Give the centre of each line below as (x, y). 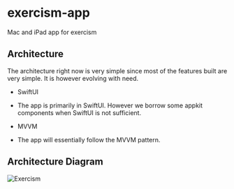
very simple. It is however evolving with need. (73, 78)
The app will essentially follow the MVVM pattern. (89, 139)
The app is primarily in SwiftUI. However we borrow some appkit (110, 105)
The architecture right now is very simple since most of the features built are (117, 70)
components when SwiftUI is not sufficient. (79, 112)
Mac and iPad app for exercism (52, 32)
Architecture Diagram (55, 162)
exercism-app (49, 13)
